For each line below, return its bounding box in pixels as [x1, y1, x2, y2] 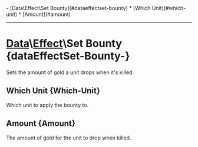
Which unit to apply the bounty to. [6, 101, 89, 108]
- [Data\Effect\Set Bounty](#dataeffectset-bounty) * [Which [6, 5, 151, 11]
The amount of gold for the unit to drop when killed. [6, 134, 131, 141]
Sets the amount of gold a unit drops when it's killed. [6, 69, 134, 76]
